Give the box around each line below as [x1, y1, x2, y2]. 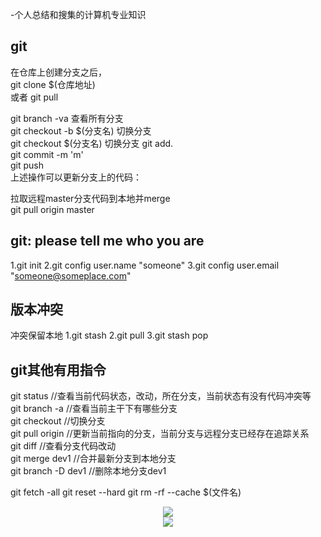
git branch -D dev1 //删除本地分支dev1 [10, 465, 167, 477]
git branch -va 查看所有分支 [10, 112, 124, 124]
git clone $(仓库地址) [10, 78, 96, 90]
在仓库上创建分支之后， [10, 66, 107, 78]
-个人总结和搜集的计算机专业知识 [10, 9, 147, 20]
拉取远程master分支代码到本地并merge [10, 192, 171, 204]
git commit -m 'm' [10, 148, 84, 160]
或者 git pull [10, 91, 59, 103]
